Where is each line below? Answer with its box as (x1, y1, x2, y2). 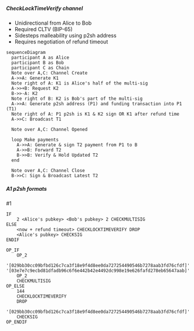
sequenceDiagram (6, 49, 46, 55)
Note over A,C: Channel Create (11, 70, 88, 76)
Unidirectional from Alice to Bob (14, 19, 92, 26)
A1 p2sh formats (6, 185, 47, 192)
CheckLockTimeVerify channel (6, 5, 83, 12)
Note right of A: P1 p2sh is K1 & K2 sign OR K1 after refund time (11, 111, 180, 117)
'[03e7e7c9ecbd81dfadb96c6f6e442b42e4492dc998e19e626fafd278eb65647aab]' (6, 268, 190, 273)
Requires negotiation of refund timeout (14, 38, 108, 45)
